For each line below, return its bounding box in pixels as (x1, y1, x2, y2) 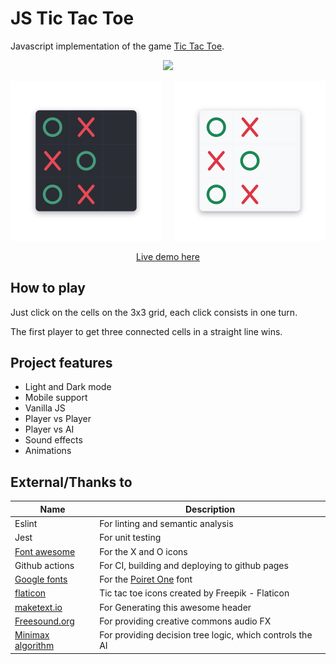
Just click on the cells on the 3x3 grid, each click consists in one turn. (10, 306, 298, 318)
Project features (10, 355, 113, 372)
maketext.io (14, 601, 63, 613)
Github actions (14, 559, 75, 571)
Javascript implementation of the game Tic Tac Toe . (10, 40, 225, 52)
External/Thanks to (10, 473, 133, 491)
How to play (10, 280, 86, 297)
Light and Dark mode (24, 381, 112, 393)
